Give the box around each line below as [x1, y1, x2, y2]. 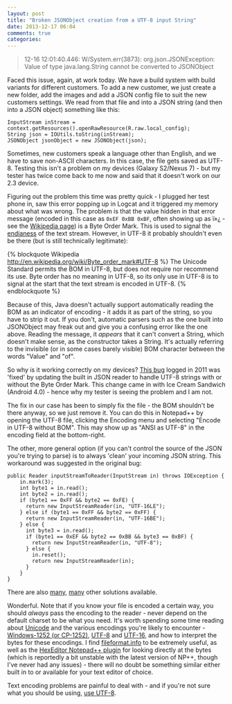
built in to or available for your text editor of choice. [7, 668, 154, 676]
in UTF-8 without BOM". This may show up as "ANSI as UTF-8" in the [7, 423, 205, 432]
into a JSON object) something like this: [7, 106, 120, 114]
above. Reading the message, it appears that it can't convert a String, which [7, 330, 224, 338]
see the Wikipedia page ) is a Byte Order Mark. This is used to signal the [7, 222, 211, 230]
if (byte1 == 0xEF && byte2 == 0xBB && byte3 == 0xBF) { [25, 533, 194, 541]
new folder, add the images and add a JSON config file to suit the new [7, 91, 208, 99]
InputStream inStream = [7, 119, 76, 126]
